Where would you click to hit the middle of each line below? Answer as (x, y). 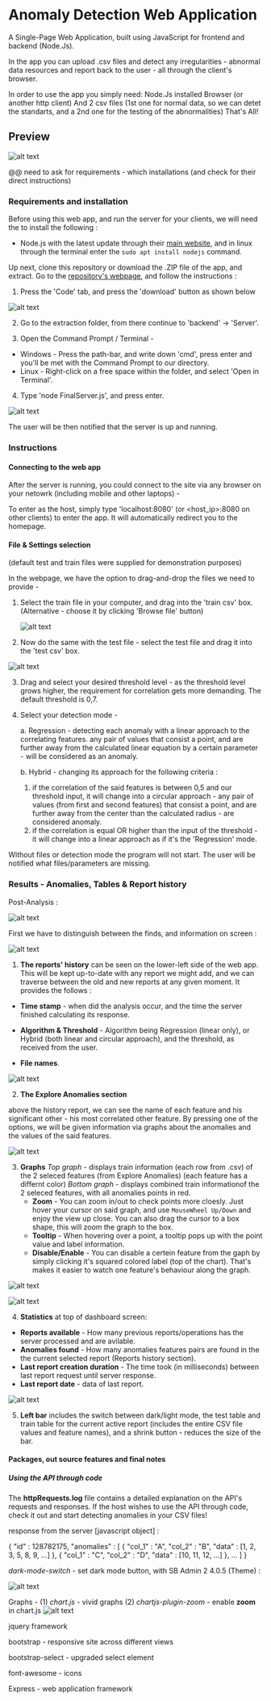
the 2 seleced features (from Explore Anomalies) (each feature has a (134, 1175)
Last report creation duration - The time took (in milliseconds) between (140, 1367)
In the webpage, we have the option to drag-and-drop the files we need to (132, 578)
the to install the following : (53, 228)
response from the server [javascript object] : (84, 1531)
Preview (29, 137)
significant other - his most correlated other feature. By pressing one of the (133, 1118)
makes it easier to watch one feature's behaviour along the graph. (142, 1270)
